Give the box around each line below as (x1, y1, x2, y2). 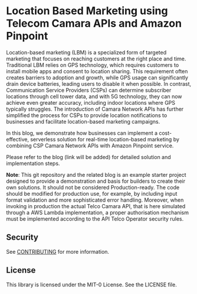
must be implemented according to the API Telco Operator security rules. (6, 215, 184, 222)
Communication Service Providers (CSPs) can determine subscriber (6, 86, 172, 93)
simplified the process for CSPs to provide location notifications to (6, 111, 168, 119)
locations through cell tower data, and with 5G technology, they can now (6, 93, 182, 100)
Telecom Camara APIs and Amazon (6, 17, 182, 30)
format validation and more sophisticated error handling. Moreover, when (6, 196, 184, 203)
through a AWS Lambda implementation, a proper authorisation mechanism (6, 209, 189, 216)
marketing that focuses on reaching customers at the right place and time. (6, 55, 186, 62)
